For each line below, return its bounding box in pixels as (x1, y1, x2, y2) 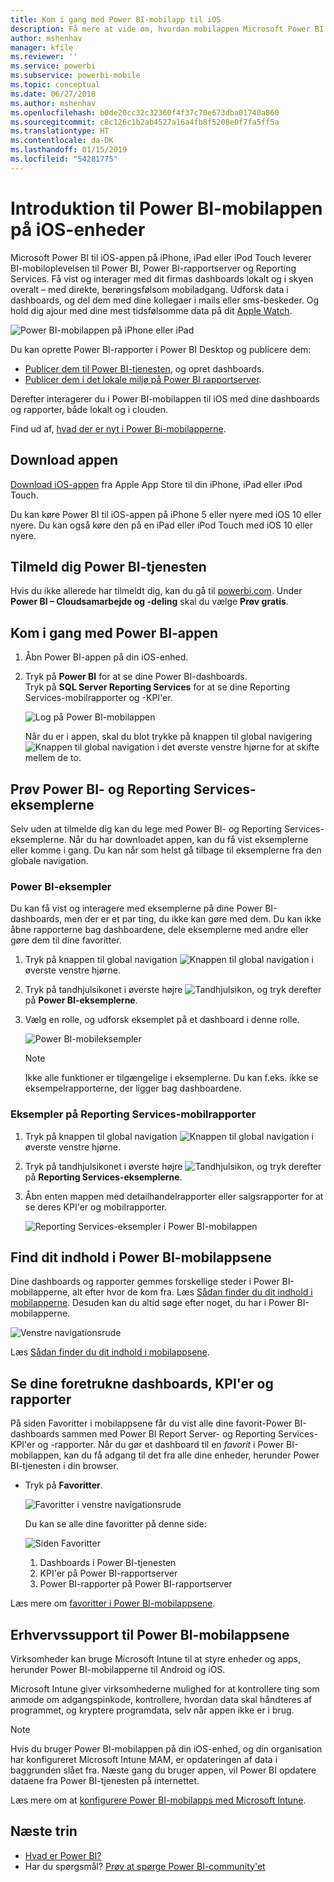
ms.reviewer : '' (10, 52, 78, 62)
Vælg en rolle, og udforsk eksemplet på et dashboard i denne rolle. (24, 1014, 300, 1026)
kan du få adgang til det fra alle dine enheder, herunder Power (63, 1449, 320, 1461)
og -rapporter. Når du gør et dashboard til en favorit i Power (37, 1439, 285, 1451)
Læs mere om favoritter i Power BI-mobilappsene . (10, 1597, 216, 1610)
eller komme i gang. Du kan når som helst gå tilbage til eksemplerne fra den (10, 844, 322, 856)
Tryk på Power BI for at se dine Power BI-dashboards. (24, 671, 248, 683)
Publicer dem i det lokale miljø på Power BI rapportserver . (24, 373, 262, 385)
